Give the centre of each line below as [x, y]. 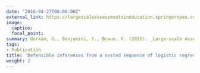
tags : [13, 45]
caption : [22, 28]
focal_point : [28, 34]
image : [14, 22]
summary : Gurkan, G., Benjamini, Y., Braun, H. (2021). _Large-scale [94, 39]
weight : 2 [18, 61]
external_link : [25, 17]
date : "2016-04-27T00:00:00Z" [44, 11]
